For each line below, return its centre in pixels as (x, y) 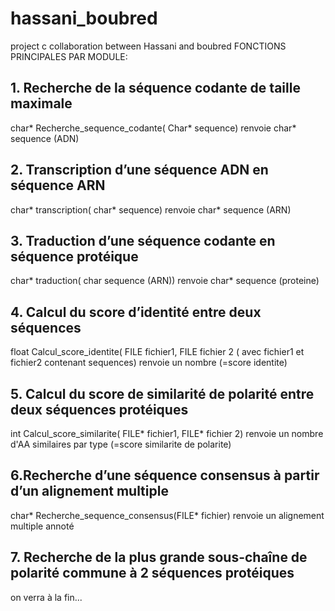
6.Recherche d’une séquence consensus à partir (165, 475)
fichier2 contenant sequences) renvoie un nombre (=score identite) (149, 363)
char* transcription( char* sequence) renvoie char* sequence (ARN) (151, 209)
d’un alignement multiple (89, 491)
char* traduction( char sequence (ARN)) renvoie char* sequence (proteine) (165, 281)
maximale (41, 103)
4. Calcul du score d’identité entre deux (136, 312)
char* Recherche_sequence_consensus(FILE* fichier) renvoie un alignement (167, 515)
